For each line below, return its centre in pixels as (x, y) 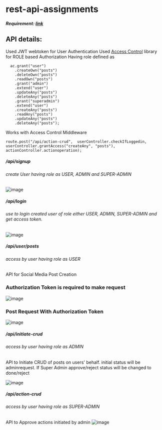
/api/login (16, 201)
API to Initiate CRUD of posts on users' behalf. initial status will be (73, 362)
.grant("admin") (32, 83)
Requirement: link (24, 23)
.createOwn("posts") (36, 70)
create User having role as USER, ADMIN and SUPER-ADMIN (68, 174)
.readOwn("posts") (34, 79)
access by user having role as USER (43, 259)
